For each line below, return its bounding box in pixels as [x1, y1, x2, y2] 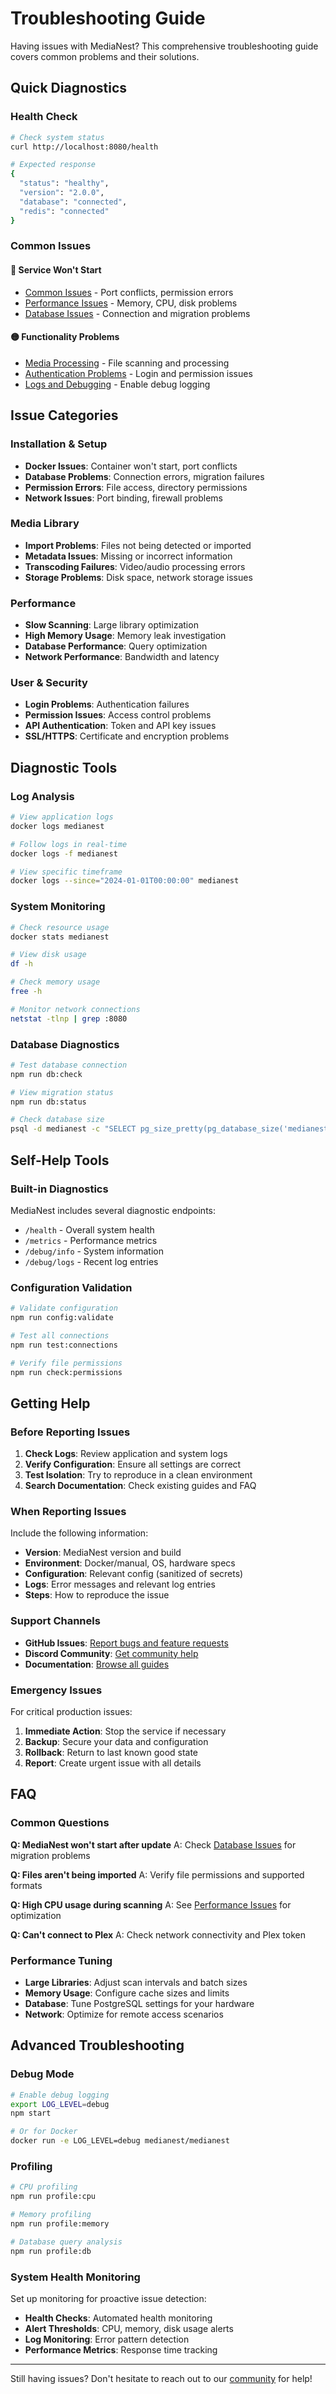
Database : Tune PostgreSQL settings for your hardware [24, 1997, 255, 2009]
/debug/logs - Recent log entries [24, 1255, 159, 1267]
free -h [10, 987, 43, 997]
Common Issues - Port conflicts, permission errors [24, 286, 234, 298]
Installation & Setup [10, 437, 108, 451]
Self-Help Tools [10, 1152, 110, 1169]
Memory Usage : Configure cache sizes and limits [24, 1987, 230, 1999]
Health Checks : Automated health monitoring [24, 2312, 213, 2324]
